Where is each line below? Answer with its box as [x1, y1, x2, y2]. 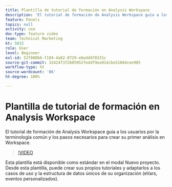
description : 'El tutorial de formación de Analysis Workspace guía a [5, 12, 159, 17]
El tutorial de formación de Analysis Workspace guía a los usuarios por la [5, 129, 160, 135]
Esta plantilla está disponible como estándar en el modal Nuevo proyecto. [5, 159, 160, 165]
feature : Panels [5, 17, 40, 22]
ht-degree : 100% [5, 74, 40, 79]
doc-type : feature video [5, 31, 58, 36]
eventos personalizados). [5, 175, 59, 182]
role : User [5, 46, 29, 51]
